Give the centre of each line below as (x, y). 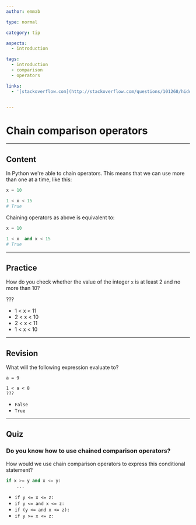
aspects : (17, 43)
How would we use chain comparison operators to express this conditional (96, 464)
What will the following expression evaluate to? (62, 367)
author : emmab (23, 11)
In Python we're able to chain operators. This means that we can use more (95, 174)
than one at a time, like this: (39, 179)
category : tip (23, 33)
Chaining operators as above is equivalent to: (60, 217)
